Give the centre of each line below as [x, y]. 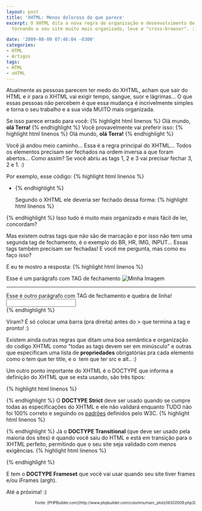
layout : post [23, 12]
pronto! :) [18, 328]
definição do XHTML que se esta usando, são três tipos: [76, 377]
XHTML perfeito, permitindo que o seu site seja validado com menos [91, 444]
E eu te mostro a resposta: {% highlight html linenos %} [75, 267]
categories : [21, 45]
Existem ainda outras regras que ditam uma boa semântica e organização [97, 340]
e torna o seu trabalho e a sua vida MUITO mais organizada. [81, 110]
